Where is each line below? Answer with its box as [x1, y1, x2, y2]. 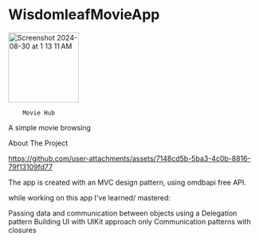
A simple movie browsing [8, 122, 92, 132]
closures [8, 225, 37, 235]
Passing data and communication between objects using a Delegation [8, 208, 237, 218]
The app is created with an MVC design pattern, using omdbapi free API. [8, 177, 247, 187]
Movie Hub [22, 109, 56, 117]
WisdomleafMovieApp [8, 6, 160, 24]
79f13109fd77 [8, 161, 53, 172]
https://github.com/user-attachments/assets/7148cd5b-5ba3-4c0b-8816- [8, 154, 251, 163]
